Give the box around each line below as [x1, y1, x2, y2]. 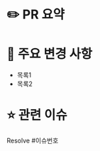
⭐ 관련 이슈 [6, 107, 68, 123]
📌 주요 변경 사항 [6, 46, 93, 62]
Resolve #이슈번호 [6, 136, 59, 145]
